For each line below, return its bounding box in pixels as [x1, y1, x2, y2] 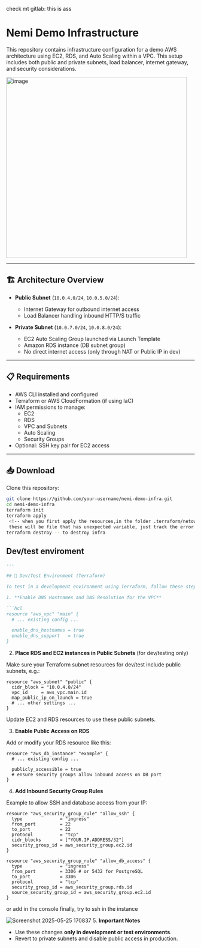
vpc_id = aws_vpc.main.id [11, 690, 87, 696]
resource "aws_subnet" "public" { [6, 679, 93, 685]
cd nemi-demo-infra [6, 501, 55, 508]
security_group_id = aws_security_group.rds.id [11, 884, 133, 890]
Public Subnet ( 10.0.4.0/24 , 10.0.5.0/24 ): [14, 294, 120, 301]
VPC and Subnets [23, 423, 68, 430]
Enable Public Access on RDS [14, 728, 90, 735]
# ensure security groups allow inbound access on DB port [11, 771, 162, 778]
